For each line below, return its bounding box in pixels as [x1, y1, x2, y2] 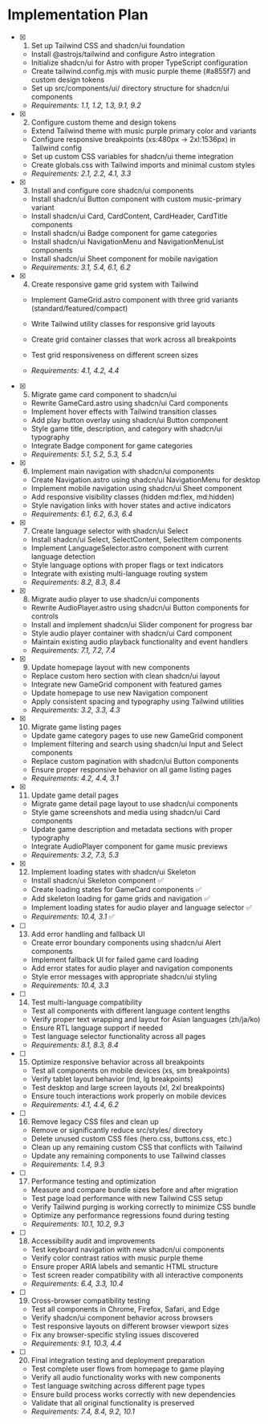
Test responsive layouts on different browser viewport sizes [30, 1321, 229, 1331]
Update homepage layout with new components [30, 662, 190, 671]
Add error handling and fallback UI [30, 929, 145, 939]
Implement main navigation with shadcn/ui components [30, 466, 214, 476]
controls [30, 611, 59, 621]
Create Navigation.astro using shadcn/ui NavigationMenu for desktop [30, 475, 261, 485]
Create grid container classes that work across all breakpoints [30, 335, 237, 344]
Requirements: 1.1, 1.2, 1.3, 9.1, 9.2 [30, 100, 141, 110]
